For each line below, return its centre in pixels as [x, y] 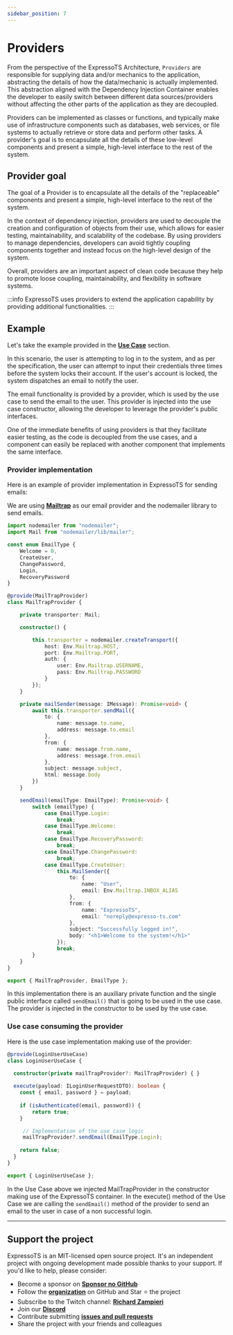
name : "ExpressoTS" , [111, 910]
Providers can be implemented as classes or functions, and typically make [113, 117]
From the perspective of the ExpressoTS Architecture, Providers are [104, 67]
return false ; [40, 1151]
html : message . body [72, 775]
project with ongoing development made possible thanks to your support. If [115, 1264]
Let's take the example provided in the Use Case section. [89, 345]
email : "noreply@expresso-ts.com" [131, 916]
